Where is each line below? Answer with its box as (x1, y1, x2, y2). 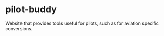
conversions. (5, 25, 33, 31)
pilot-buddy (5, 4, 57, 15)
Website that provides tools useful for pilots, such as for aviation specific (5, 20, 159, 26)
